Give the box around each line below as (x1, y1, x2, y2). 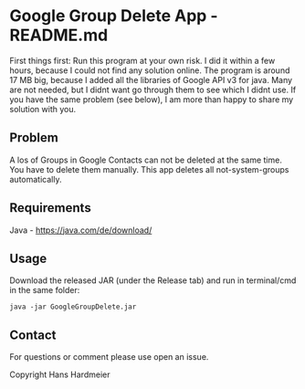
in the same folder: (9, 285, 80, 296)
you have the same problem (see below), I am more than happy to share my (9, 93, 294, 105)
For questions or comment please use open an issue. (9, 352, 209, 363)
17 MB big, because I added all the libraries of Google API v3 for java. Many (9, 74, 293, 85)
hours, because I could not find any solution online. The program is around (9, 65, 290, 76)
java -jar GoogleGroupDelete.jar (9, 302, 137, 311)
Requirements (9, 200, 91, 216)
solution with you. (9, 103, 76, 114)
